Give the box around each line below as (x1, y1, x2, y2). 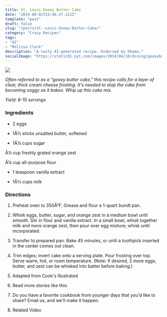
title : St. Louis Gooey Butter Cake (5, 7, 81, 12)
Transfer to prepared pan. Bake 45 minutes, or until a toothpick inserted (12, 237, 160, 243)
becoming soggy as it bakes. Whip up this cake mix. (5, 87, 112, 93)
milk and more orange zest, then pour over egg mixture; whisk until (12, 222, 150, 228)
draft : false (5, 21, 32, 26)
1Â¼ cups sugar (12, 140, 45, 146)
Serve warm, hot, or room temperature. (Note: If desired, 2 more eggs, (12, 258, 157, 264)
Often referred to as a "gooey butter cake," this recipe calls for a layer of (5, 77, 154, 83)
